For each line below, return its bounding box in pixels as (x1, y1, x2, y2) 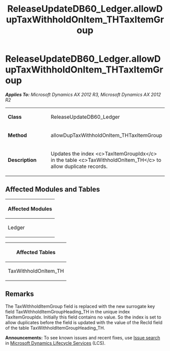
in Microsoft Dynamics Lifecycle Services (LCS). (5, 340, 106, 346)
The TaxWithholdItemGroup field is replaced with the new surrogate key (5, 303, 155, 309)
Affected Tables (16, 249, 56, 256)
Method (8, 131, 27, 138)
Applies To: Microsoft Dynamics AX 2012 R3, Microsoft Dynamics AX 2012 (5, 91, 161, 97)
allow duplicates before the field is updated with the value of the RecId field (5, 319, 163, 325)
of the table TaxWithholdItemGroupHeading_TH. (5, 325, 105, 331)
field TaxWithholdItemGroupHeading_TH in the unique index (5, 308, 130, 314)
